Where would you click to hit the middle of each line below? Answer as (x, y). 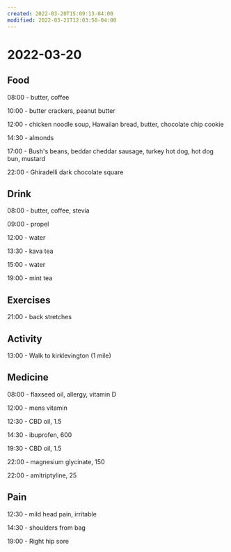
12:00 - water (26, 238)
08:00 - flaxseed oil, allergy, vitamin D (62, 394)
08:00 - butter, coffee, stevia (48, 210)
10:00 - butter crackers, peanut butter (62, 110)
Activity (25, 339)
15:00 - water (26, 265)
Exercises (29, 300)
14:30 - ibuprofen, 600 (40, 435)
